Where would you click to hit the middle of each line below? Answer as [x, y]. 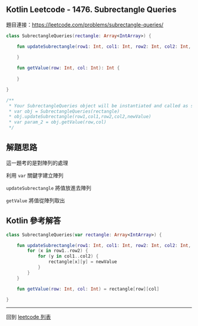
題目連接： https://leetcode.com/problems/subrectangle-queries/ [85, 24]
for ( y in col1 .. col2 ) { [68, 256]
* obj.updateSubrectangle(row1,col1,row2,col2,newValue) [80, 117]
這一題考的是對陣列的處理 [37, 163]
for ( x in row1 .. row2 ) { [58, 251]
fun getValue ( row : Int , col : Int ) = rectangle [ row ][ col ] [88, 289]
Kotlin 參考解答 [34, 221]
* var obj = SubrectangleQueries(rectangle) [64, 111]
